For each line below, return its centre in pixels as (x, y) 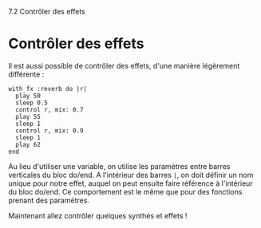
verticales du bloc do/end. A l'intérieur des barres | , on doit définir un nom (131, 175)
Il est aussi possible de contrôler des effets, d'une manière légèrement (124, 65)
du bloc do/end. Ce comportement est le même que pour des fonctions (125, 191)
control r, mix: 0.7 (49, 110)
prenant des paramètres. (49, 200)
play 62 (28, 144)
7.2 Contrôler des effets (47, 12)
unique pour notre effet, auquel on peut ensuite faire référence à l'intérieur (130, 183)
